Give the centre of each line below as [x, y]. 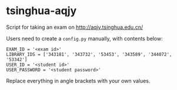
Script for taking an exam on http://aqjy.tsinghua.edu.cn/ [74, 27]
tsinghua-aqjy [41, 11]
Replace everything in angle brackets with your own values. [78, 81]
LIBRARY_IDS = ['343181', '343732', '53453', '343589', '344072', [89, 54]
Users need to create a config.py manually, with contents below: [84, 38]
